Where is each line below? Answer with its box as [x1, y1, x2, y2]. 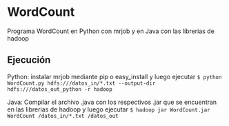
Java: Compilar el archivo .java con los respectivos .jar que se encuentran [7, 98, 217, 106]
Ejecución [7, 54, 51, 66]
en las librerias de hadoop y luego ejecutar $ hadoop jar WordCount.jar [7, 105, 210, 114]
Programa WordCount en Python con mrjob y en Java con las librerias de [7, 27, 215, 35]
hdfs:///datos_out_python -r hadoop [7, 85, 112, 93]
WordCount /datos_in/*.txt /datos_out [7, 112, 119, 119]
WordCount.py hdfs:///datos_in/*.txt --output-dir [7, 80, 156, 87]
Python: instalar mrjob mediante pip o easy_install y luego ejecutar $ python [7, 72, 222, 81]
